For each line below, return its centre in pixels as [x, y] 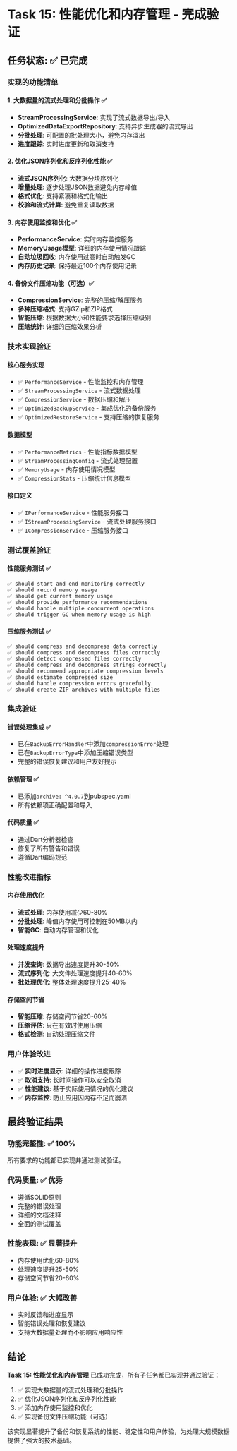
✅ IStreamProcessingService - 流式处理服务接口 [87, 521]
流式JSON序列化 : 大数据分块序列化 [68, 178]
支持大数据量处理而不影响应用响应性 [70, 1332]
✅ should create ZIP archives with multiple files [84, 690]
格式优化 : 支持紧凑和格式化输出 [62, 195]
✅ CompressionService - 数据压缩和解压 [74, 399]
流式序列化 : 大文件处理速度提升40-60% [75, 973]
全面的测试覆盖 [39, 1223]
